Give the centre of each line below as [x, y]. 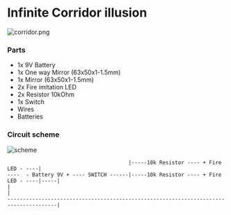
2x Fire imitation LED [47, 87]
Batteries [30, 117]
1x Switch [31, 102]
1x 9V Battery [36, 65]
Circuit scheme [34, 135]
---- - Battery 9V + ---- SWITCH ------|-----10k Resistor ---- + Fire [114, 175]
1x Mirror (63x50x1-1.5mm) [55, 80]
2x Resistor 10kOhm [46, 94]
